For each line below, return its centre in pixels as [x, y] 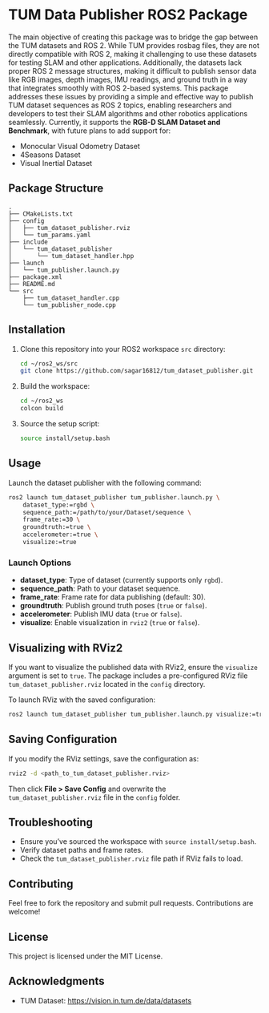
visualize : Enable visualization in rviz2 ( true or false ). [110, 623]
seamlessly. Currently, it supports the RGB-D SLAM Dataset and [114, 122]
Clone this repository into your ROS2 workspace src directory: [122, 349]
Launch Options [40, 563]
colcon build [42, 409]
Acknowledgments [57, 981]
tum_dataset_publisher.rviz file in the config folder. [94, 797]
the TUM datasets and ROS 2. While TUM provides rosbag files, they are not [134, 45]
